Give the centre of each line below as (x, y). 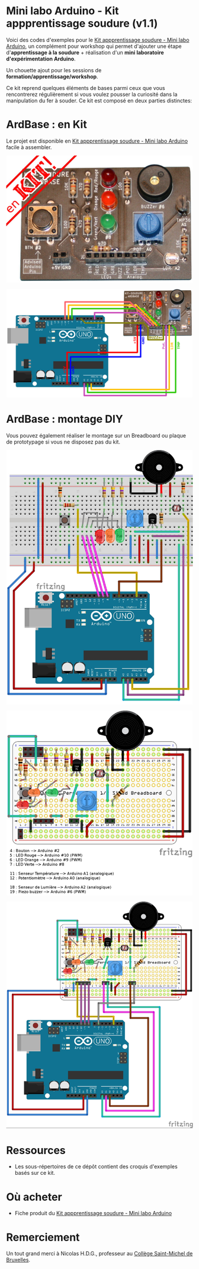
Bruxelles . (18, 1260)
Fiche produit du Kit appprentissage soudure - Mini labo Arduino (93, 1213)
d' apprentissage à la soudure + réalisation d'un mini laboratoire (85, 52)
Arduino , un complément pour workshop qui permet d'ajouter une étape (94, 46)
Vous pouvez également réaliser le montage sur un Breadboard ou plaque (96, 436)
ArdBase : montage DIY (65, 419)
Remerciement (43, 1237)
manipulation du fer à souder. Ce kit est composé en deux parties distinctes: (99, 100)
